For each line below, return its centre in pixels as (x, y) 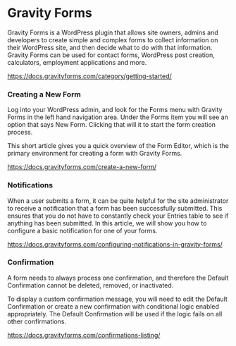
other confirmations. (37, 321)
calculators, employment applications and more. (77, 62)
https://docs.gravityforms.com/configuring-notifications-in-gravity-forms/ (115, 244)
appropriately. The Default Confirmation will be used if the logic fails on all (115, 314)
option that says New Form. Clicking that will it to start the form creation (112, 125)
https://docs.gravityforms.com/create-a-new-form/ (82, 167)
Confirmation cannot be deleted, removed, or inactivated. (91, 285)
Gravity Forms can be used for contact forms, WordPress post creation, (111, 55)
